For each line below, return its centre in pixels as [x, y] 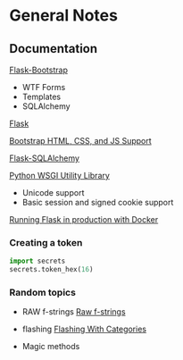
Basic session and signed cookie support [98, 202]
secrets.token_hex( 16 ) [51, 270]
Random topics [42, 292]
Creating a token [46, 242]
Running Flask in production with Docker [84, 219]
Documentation [54, 49]
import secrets [37, 261]
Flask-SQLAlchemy [45, 158]
